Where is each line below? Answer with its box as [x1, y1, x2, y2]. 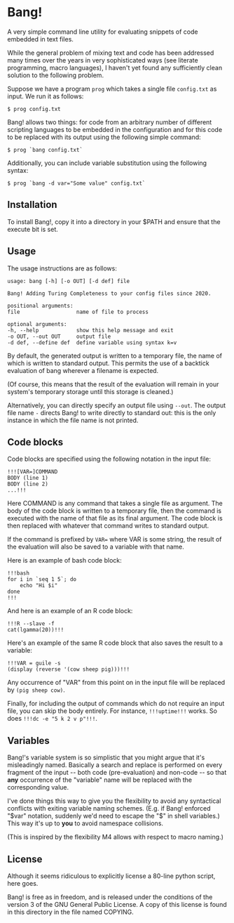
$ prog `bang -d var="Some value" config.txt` [7, 180, 146, 187]
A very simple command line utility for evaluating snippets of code [7, 27, 198, 36]
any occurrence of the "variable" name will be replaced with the [7, 775, 193, 784]
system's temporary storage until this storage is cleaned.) [7, 387, 174, 395]
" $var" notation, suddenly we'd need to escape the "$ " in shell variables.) [7, 812, 221, 820]
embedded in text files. [7, 34, 74, 43]
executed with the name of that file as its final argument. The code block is [7, 514, 223, 523]
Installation [7, 199, 57, 211]
